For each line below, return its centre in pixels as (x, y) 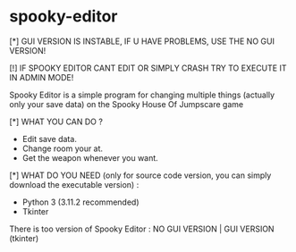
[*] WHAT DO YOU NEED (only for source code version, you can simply (140, 175)
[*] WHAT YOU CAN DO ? (56, 122)
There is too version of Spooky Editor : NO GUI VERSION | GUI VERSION (142, 229)
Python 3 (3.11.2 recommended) (80, 202)
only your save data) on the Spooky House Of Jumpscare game (127, 104)
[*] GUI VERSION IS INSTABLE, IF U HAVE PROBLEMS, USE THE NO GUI (142, 41)
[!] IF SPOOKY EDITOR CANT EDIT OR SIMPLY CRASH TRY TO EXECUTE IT (148, 68)
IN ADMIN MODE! (42, 77)
